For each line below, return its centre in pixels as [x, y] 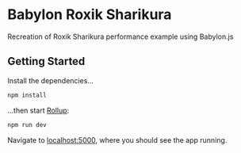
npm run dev [27, 124]
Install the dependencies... [51, 80]
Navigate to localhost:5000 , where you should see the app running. [117, 140]
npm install [27, 95]
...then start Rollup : [38, 110]
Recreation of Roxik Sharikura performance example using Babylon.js [120, 36]
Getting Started [46, 61]
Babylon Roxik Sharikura [90, 15]
